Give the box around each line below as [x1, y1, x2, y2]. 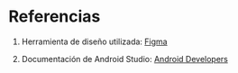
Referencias [8, 6, 101, 27]
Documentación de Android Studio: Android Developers [21, 53, 229, 64]
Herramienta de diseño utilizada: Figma [21, 36, 168, 47]
